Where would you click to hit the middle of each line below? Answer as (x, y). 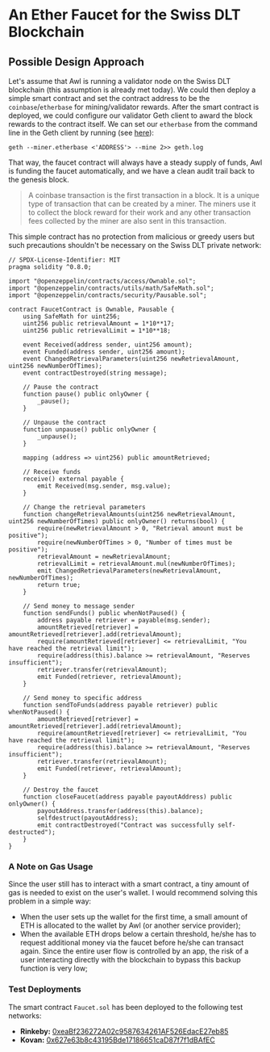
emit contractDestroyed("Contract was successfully (126, 825)
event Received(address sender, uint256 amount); (108, 345)
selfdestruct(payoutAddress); (88, 818)
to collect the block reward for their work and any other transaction (139, 212)
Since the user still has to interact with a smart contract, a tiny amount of (129, 884)
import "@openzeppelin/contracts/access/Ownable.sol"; (102, 281)
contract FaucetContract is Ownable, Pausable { (91, 309)
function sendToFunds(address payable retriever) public (120, 705)
